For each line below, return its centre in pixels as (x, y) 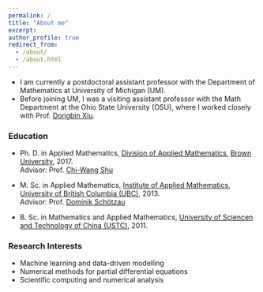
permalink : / (30, 15)
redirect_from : (33, 45)
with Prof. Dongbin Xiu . (57, 115)
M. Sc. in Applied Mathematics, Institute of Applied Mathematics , (125, 185)
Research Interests (45, 246)
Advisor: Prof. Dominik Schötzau (72, 202)
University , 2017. (46, 162)
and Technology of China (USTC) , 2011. (84, 226)
